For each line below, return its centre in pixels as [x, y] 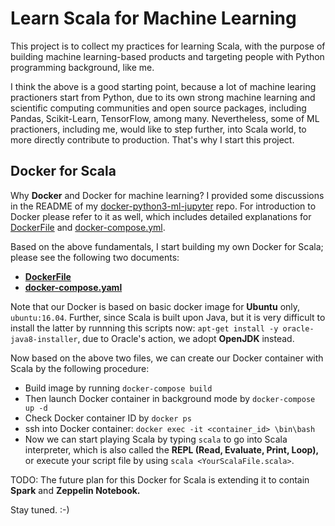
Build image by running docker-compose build [118, 388]
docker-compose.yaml [73, 287]
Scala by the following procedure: [80, 368]
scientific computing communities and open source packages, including [158, 108]
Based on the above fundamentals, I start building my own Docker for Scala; [167, 246]
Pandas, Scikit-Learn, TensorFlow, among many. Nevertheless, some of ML [165, 118]
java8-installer [44, 339]
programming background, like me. [82, 67]
